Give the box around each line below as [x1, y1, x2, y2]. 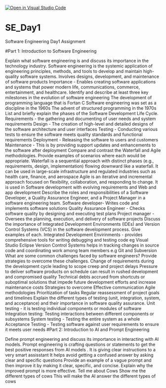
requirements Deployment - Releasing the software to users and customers [5, 136, 159, 142]
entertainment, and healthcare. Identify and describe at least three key [5, 89, 149, 95]
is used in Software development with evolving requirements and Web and [5, 184, 157, 190]
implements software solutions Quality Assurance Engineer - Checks [5, 205, 145, 211]
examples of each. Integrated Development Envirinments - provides [5, 231, 143, 238]
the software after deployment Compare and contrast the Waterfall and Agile [5, 147, 161, 153]
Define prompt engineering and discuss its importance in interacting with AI [5, 336, 159, 342]
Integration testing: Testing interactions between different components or [5, 311, 154, 317]
